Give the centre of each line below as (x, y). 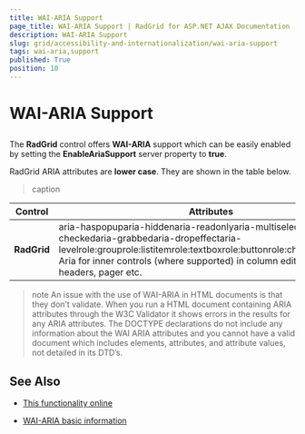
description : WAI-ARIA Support (69, 35)
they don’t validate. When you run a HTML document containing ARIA (162, 304)
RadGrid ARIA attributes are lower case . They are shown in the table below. (151, 172)
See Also (35, 381)
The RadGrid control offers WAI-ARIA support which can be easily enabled (150, 144)
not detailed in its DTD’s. (77, 353)
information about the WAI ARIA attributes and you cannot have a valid (163, 333)
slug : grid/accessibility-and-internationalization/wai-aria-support (144, 43)
